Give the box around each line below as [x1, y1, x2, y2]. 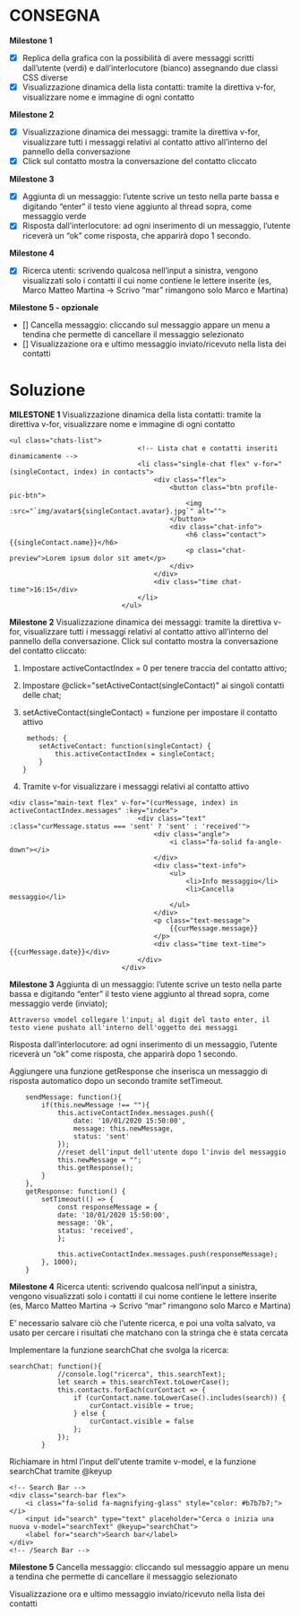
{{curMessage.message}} [169, 924, 258, 933]
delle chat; [21, 690, 62, 701]
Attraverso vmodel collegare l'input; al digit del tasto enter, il [9, 1016, 270, 1025]
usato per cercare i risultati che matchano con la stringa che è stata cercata [9, 1327, 288, 1338]
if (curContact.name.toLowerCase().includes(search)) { [73, 1393, 287, 1402]
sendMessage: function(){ [25, 1093, 123, 1102]
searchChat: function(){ [9, 1362, 102, 1371]
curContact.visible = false [89, 1417, 194, 1427]
